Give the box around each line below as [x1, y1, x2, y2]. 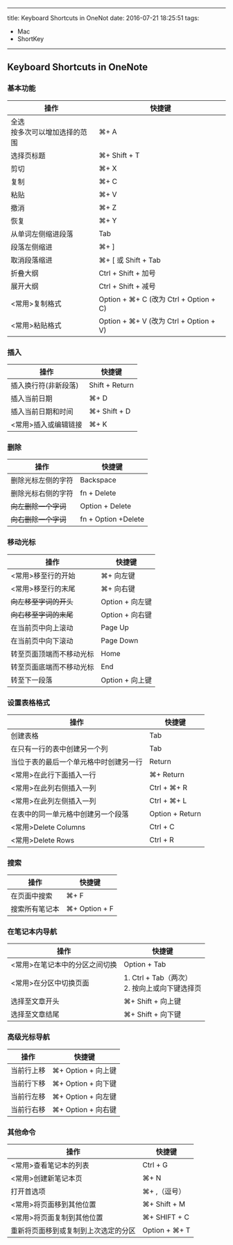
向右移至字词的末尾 [10, 610, 74, 620]
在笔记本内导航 [7, 927, 58, 937]
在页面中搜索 [10, 891, 53, 901]
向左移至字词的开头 [10, 597, 74, 606]
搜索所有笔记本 [10, 905, 60, 914]
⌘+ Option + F [66, 904, 114, 914]
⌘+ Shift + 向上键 [123, 996, 182, 1006]
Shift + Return [89, 380, 134, 390]
